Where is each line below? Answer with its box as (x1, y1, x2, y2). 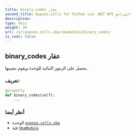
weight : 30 (5, 25, 27, 30)
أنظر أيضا (5, 109, 25, 116)
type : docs (5, 20, 27, 26)
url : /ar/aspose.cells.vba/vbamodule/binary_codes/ (5, 30, 111, 34)
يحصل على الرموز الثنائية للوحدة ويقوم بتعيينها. (5, 65, 88, 71)
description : (5, 16, 31, 21)
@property (5, 88, 25, 93)
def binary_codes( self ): (5, 93, 55, 98)
